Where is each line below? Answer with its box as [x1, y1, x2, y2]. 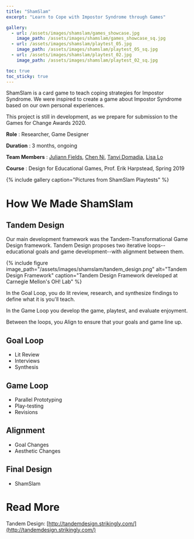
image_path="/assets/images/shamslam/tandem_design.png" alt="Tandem [6, 266, 187, 273]
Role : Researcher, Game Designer [6, 131, 89, 138]
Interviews [14, 357, 40, 364]
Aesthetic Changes [14, 447, 61, 455]
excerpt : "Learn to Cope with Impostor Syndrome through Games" [6, 14, 166, 20]
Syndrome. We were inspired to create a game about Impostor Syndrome [6, 96, 182, 103]
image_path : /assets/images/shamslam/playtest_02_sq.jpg [16, 57, 158, 63]
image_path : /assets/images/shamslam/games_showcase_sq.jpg [16, 36, 166, 42]
